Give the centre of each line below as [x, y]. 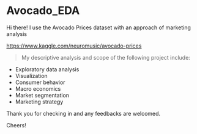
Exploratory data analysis [47, 69]
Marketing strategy [39, 102]
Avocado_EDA [43, 11]
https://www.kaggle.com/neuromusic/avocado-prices [74, 46]
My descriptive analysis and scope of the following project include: [106, 57]
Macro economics [38, 88]
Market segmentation [42, 95]
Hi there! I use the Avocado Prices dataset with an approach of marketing [99, 27]
